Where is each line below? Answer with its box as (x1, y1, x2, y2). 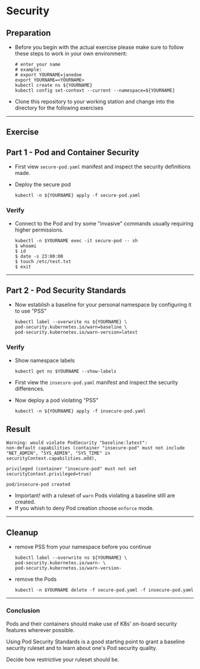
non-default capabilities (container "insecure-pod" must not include (6, 445, 185, 451)
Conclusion (6, 607, 40, 615)
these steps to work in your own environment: (14, 50, 128, 57)
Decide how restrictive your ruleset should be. (6, 656, 120, 663)
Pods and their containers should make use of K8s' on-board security (6, 620, 177, 627)
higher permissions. (14, 226, 64, 233)
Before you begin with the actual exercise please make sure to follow (14, 43, 184, 51)
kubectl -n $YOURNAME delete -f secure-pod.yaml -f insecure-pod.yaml (14, 587, 194, 593)
